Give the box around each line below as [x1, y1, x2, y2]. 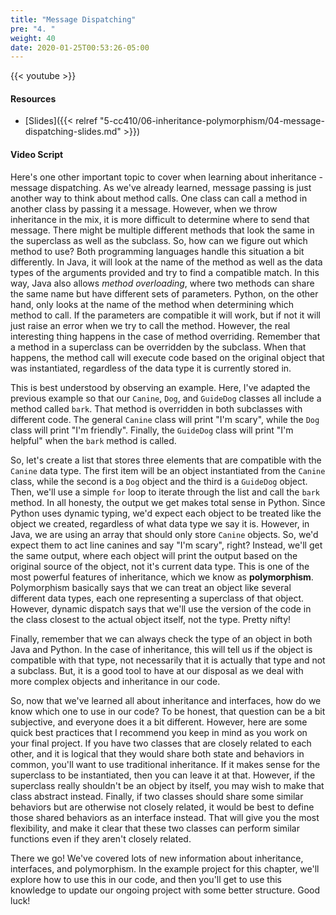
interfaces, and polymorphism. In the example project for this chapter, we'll [10, 862, 320, 875]
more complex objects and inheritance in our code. [10, 675, 221, 687]
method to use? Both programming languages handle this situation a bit [10, 245, 305, 257]
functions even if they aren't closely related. [10, 832, 192, 845]
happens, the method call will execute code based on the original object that [10, 351, 325, 363]
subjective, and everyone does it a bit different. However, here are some [10, 716, 308, 728]
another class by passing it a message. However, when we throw [10, 202, 278, 215]
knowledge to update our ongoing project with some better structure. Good [10, 884, 321, 896]
